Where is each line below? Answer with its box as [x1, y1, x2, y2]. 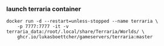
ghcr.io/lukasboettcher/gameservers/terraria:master [17, 34, 153, 40]
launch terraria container [6, 5, 82, 13]
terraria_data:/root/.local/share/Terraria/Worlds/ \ [6, 29, 145, 35]
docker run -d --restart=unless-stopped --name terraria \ [6, 19, 159, 24]
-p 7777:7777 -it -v [17, 23, 69, 30]
